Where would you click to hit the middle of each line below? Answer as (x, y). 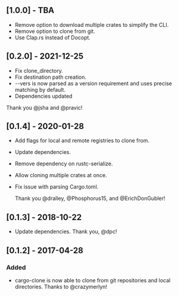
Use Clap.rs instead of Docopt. (53, 37)
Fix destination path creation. (51, 77)
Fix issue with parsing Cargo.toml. (57, 187)
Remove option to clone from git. (55, 31)
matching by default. (40, 90)
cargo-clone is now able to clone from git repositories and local (93, 280)
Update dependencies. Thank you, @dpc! (66, 232)
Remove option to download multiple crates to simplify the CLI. (92, 24)
